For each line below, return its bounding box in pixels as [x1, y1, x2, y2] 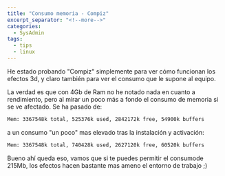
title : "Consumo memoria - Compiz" [7, 10, 109, 17]
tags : [7, 36, 23, 43]
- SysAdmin [13, 29, 45, 36]
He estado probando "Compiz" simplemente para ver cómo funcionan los [7, 67, 215, 76]
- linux [13, 49, 36, 56]
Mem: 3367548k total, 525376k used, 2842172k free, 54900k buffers [7, 115, 205, 122]
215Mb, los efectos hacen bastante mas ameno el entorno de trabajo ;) [7, 161, 208, 169]
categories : [7, 23, 41, 30]
